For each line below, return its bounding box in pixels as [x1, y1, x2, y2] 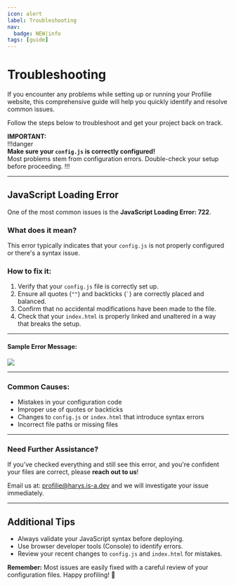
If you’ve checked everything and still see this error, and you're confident [7, 460, 220, 469]
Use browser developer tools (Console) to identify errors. [17, 542, 183, 551]
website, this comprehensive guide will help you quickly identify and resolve [7, 98, 228, 106]
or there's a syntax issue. [7, 249, 81, 257]
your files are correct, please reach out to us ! [7, 468, 139, 476]
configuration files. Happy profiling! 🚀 [7, 571, 116, 579]
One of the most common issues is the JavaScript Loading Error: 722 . [7, 208, 211, 216]
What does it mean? [7, 225, 77, 235]
